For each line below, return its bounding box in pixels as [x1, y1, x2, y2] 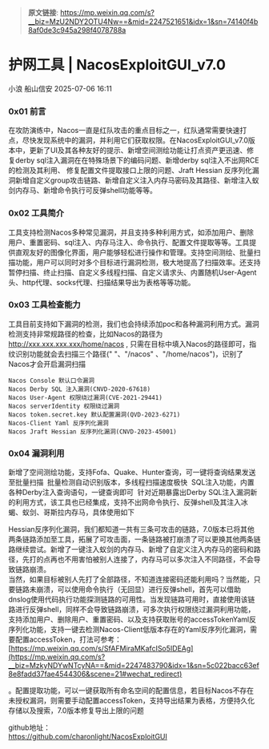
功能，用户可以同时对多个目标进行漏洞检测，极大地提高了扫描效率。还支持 [14, 257, 261, 267]
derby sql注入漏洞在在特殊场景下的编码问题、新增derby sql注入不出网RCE [14, 155, 260, 165]
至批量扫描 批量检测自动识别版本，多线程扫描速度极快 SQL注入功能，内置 [8, 477, 255, 487]
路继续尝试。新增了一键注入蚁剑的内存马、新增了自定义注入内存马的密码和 [8, 545, 254, 554]
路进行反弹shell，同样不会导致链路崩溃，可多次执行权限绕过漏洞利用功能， [8, 605, 255, 614]
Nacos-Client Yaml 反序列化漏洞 [8, 419, 110, 427]
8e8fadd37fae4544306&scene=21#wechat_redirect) [8, 669, 183, 679]
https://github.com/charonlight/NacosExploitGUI [8, 732, 168, 742]
